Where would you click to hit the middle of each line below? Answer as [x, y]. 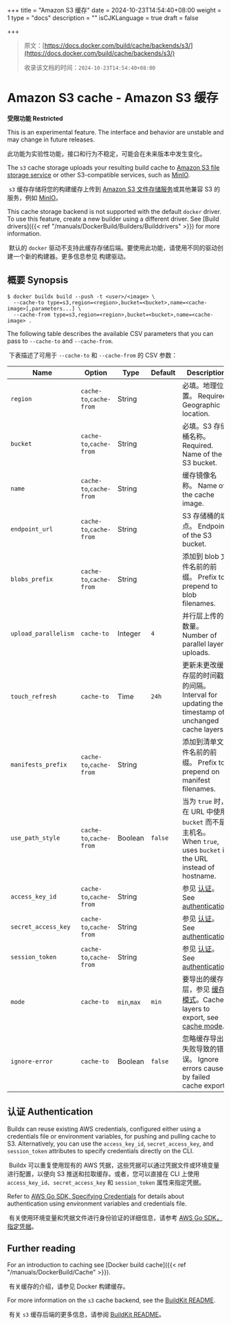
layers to [196, 1008]
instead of [198, 867]
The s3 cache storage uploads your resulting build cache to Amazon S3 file [113, 167]
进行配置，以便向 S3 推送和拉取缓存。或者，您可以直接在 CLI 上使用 [103, 1174]
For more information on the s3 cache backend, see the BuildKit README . [111, 1300]
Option [96, 373]
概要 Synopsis [38, 281]
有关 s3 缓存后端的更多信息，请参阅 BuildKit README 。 [87, 1315]
